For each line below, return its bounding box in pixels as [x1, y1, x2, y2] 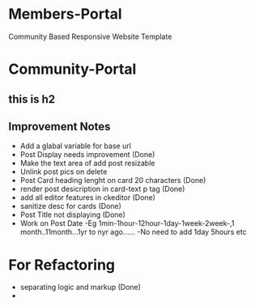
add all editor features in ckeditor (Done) [19, 193, 156, 202]
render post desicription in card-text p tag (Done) [19, 184, 185, 194]
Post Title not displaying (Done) [19, 210, 125, 219]
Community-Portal [8, 60, 137, 79]
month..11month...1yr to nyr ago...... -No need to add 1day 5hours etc [19, 227, 247, 237]
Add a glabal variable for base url [19, 141, 132, 151]
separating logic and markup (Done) [19, 283, 142, 292]
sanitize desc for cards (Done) [19, 202, 121, 211]
